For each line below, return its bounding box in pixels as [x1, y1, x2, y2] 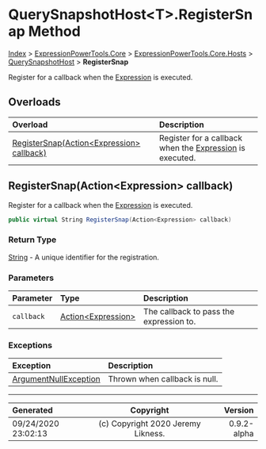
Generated [12, 405, 53, 416]
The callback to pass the [143, 306, 235, 317]
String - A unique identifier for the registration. [8, 252, 160, 262]
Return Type [8, 234, 57, 245]
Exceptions [8, 340, 53, 351]
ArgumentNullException [12, 374, 101, 385]
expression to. [143, 316, 196, 327]
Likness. [134, 428, 165, 439]
